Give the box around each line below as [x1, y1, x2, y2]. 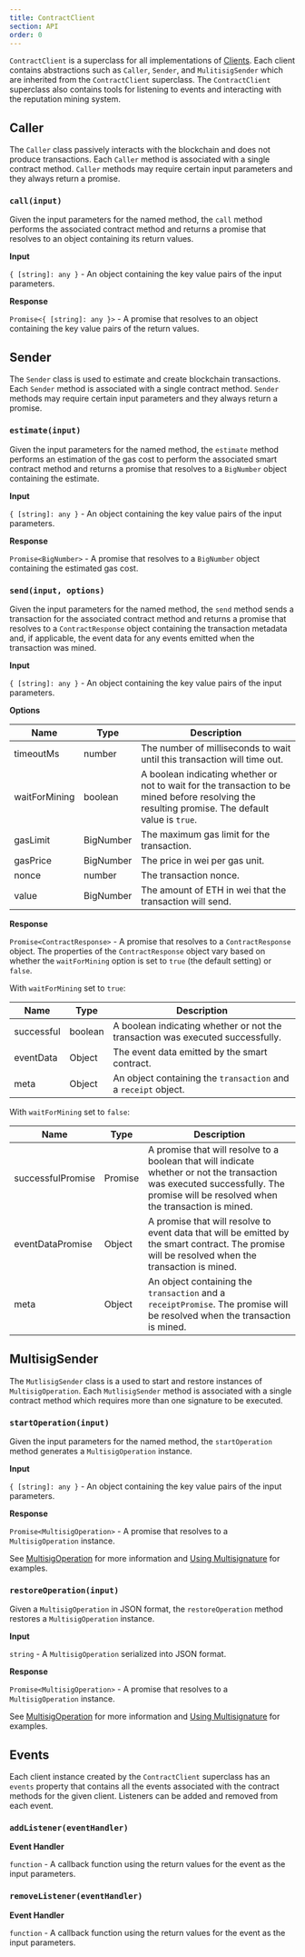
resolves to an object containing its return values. [9, 234, 194, 245]
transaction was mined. [9, 642, 97, 653]
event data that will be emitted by [148, 1226, 290, 1239]
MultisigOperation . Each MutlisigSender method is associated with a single [9, 1385, 292, 1396]
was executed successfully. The [148, 1177, 286, 1190]
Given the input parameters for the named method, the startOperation [9, 1436, 272, 1446]
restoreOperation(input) [9, 1585, 120, 1595]
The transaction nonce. [140, 869, 241, 882]
